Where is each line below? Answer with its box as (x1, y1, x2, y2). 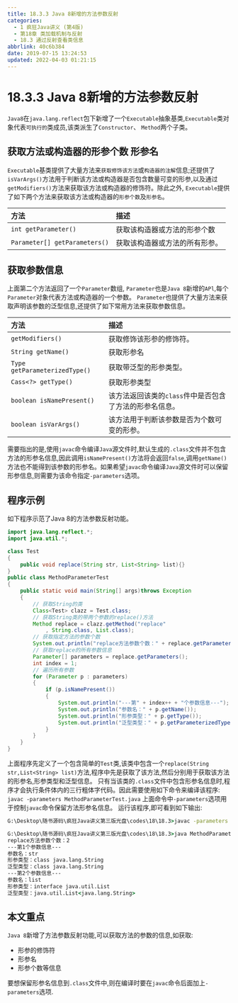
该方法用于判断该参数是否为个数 (108, 415, 215, 425)
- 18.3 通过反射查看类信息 (13, 37, 84, 44)
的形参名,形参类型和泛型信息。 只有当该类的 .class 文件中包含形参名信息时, (7, 777, 225, 785)
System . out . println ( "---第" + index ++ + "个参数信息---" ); (57, 699, 230, 706)
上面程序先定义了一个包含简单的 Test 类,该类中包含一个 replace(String (7, 759, 209, 767)
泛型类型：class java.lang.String (7, 863, 104, 871)
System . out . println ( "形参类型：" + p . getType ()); (57, 713, 203, 720)
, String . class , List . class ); (45, 627, 135, 634)
